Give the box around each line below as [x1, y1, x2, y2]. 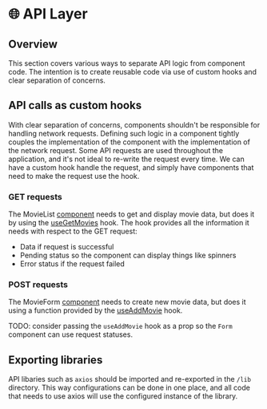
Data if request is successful [19, 242, 114, 252]
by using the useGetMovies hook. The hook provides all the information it [8, 218, 249, 228]
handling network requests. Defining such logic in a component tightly [8, 128, 240, 138]
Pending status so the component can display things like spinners [19, 250, 237, 261]
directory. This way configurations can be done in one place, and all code [8, 383, 250, 393]
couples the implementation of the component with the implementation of [8, 137, 250, 147]
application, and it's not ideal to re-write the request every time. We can [8, 154, 245, 164]
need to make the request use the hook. [8, 171, 140, 180]
